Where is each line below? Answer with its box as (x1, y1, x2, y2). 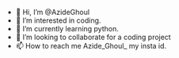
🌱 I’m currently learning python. (15, 24, 119, 33)
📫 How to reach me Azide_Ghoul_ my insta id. (15, 42, 167, 50)
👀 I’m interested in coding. (15, 16, 101, 25)
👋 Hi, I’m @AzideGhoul (15, 8, 89, 16)
